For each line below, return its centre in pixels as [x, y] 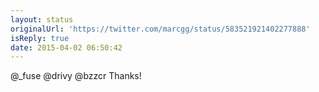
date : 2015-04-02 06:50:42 [66, 47]
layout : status [42, 19]
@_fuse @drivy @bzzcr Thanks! [76, 76]
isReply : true [40, 38]
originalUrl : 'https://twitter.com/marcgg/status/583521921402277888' [160, 29]
